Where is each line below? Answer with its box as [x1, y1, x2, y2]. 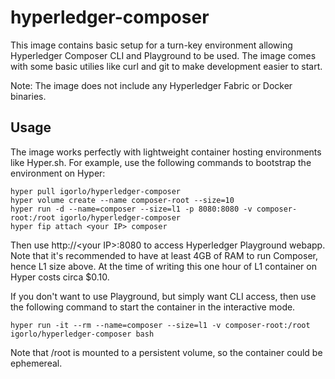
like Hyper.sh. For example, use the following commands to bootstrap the [10, 156, 312, 168]
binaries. [10, 90, 47, 102]
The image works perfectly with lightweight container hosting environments [10, 146, 322, 158]
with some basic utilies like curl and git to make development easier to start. [10, 60, 323, 72]
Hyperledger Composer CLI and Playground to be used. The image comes [10, 49, 317, 61]
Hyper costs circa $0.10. [10, 271, 110, 283]
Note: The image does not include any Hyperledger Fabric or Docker [10, 79, 293, 91]
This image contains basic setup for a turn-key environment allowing [10, 39, 293, 51]
